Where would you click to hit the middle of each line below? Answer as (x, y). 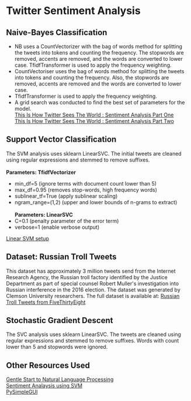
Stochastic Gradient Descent (60, 321)
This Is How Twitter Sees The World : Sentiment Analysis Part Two (94, 121)
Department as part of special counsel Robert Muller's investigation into (93, 283)
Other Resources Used (48, 365)
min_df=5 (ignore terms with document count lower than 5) (85, 183)
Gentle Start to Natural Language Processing (60, 379)
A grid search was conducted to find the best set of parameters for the (100, 102)
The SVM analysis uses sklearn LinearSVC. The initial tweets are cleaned (94, 153)
